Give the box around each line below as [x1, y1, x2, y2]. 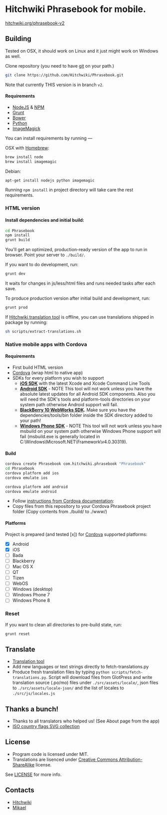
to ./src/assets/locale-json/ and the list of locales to [12, 685, 124, 691]
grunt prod [5, 305, 28, 310]
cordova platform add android [5, 484, 68, 489]
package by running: [5, 319, 48, 325]
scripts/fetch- [111, 670, 143, 675]
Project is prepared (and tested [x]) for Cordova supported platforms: [5, 531, 148, 537]
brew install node [5, 154, 43, 160]
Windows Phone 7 [12, 592, 50, 598]
